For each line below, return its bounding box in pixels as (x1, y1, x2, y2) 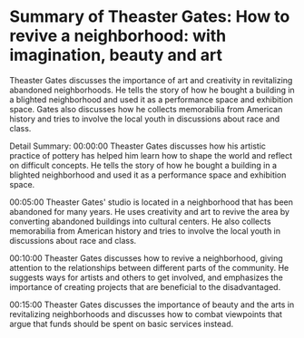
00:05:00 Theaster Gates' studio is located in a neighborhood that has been (9, 197, 293, 208)
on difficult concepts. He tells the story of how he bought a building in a (9, 159, 278, 170)
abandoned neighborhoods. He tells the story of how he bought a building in (9, 84, 295, 95)
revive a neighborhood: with (9, 25, 227, 46)
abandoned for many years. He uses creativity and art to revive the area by (9, 206, 290, 217)
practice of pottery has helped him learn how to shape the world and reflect (9, 150, 293, 160)
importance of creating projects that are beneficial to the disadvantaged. (9, 281, 281, 292)
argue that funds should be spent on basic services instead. (9, 318, 234, 329)
